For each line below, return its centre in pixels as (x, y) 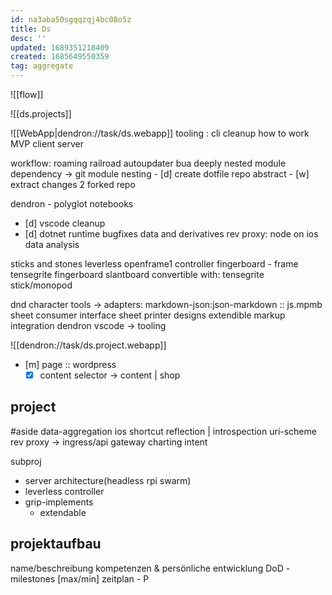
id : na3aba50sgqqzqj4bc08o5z (71, 19)
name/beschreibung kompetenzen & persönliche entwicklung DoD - (150, 568)
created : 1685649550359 (60, 57)
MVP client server (47, 144)
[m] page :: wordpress (70, 364)
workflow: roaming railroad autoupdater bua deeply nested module (148, 163)
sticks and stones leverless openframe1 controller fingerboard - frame (154, 264)
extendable (63, 512)
